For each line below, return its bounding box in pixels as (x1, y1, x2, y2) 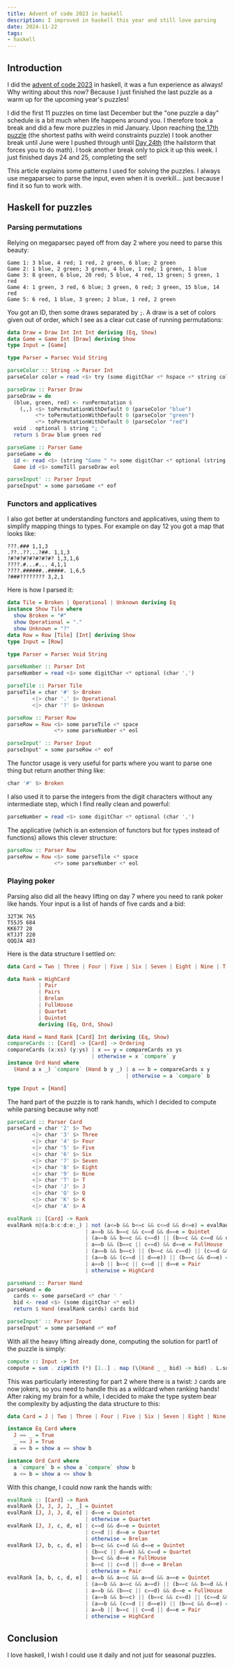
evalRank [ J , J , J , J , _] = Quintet (7, 1503, 114, 1510)
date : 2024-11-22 (7, 23, 58, 30)
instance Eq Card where (7, 1426, 77, 1433)
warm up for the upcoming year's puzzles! (7, 95, 129, 103)
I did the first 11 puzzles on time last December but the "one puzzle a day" (7, 109, 219, 117)
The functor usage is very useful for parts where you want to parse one (7, 759, 212, 767)
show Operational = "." (13, 619, 82, 626)
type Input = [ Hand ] (7, 1085, 68, 1092)
